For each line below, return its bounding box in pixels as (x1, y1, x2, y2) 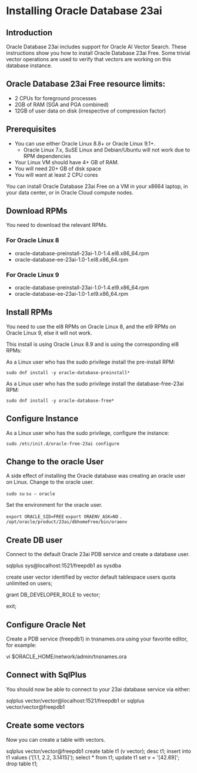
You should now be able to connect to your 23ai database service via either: (6, 685, 191, 693)
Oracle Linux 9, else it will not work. (6, 329, 92, 336)
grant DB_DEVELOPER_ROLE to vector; (6, 591, 101, 599)
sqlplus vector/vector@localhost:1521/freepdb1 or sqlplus (6, 697, 145, 704)
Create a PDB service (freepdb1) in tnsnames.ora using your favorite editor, (6, 635, 188, 643)
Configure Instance (6, 414, 79, 424)
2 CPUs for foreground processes (14, 94, 97, 101)
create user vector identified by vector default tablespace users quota (6, 573, 176, 581)
